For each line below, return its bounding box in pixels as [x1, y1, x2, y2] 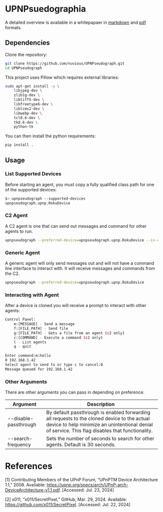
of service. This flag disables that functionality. [46, 427, 153, 434]
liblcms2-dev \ [14, 106, 45, 111]
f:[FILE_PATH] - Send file [14, 326, 68, 331]
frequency [7, 441, 31, 448]
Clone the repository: [5, 51, 48, 57]
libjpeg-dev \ [14, 88, 42, 93]
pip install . [5, 142, 34, 148]
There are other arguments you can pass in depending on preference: [5, 390, 145, 395]
